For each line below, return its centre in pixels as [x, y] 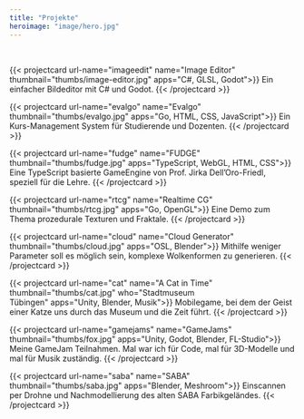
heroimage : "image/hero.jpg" [64, 26]
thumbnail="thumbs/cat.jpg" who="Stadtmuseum [102, 292]
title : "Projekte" [44, 18]
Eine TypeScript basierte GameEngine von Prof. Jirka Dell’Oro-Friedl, [137, 172]
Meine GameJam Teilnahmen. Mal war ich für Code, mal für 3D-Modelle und [152, 348]
